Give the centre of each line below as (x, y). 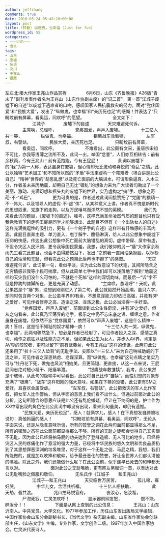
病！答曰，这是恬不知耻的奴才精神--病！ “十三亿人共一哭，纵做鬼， (82, 326)
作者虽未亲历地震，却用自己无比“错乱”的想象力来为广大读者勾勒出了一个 (86, 185)
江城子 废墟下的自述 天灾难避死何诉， (87, 123)
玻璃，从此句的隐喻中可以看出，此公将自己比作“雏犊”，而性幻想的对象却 (86, 375)
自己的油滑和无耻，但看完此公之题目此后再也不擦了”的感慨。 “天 (79, 259)
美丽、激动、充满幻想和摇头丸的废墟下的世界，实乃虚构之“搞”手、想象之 (78, 191)
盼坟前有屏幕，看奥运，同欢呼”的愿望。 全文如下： (70, 117)
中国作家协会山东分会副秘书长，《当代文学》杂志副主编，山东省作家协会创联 (82, 517)
